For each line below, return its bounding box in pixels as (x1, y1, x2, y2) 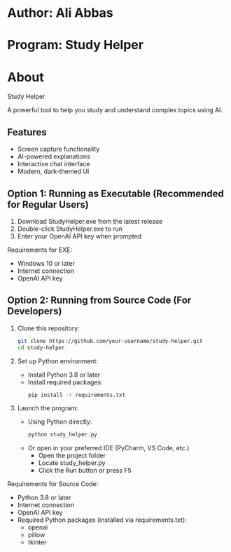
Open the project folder (38, 451, 106, 460)
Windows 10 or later (17, 259, 75, 267)
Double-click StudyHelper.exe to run (17, 224, 122, 233)
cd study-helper (17, 344, 65, 351)
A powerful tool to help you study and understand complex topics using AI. (7, 106, 223, 114)
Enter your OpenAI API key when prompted (17, 231, 142, 240)
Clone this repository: (17, 324, 80, 332)
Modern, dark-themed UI (17, 167, 90, 176)
